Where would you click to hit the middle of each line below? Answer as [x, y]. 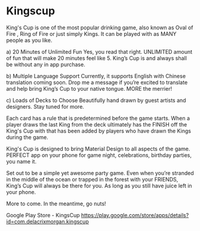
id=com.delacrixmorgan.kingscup [47, 221]
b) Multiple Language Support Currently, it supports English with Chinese [96, 76]
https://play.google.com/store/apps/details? [135, 215]
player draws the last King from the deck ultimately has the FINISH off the [97, 124]
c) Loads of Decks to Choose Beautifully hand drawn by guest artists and [96, 100]
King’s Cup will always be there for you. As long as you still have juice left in [99, 186]
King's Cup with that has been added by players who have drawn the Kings [99, 131]
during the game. [27, 137]
